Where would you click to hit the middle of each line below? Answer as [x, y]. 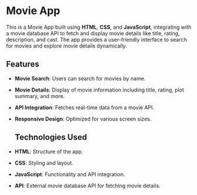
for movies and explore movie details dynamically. [67, 46]
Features [23, 64]
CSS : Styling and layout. [44, 163]
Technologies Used [51, 137]
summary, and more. [40, 96]
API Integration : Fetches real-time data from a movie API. [84, 107]
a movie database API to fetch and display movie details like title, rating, [93, 33]
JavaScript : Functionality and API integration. [70, 174]
